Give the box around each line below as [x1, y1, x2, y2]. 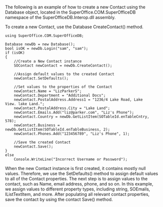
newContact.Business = [14, 123, 60, 128]
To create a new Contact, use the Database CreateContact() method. [5, 24, 144, 30]
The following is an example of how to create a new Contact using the [5, 4, 145, 10]
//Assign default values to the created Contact [14, 72, 115, 76]
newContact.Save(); [14, 144, 54, 149]
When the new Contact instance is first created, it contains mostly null [5, 166, 146, 171]
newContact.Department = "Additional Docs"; [14, 93, 106, 98]
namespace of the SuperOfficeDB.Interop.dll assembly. [5, 15, 116, 20]
